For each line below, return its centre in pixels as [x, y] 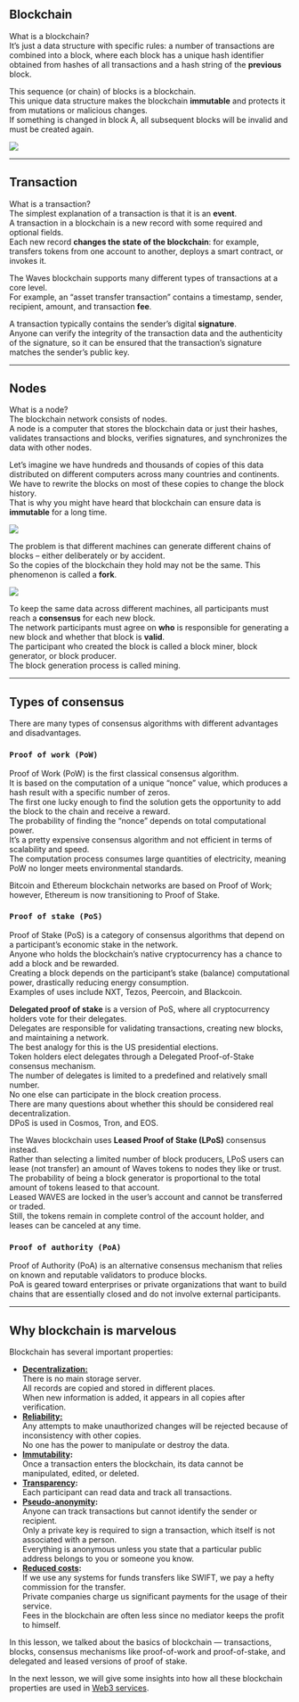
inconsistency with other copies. [81, 1435]
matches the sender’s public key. [69, 352]
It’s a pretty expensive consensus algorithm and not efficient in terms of [141, 839]
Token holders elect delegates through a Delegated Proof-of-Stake [132, 1057]
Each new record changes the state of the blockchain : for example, [134, 242]
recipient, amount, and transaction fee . [81, 306]
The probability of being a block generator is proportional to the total [135, 1178]
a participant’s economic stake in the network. [94, 944]
